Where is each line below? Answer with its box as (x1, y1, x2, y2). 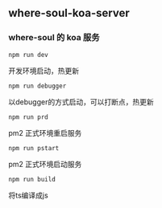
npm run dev (8, 51, 48, 59)
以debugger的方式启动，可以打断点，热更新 (8, 96, 155, 107)
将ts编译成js (8, 190, 48, 200)
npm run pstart (8, 144, 60, 152)
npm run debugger (8, 82, 67, 90)
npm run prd (8, 112, 48, 121)
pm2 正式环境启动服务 (8, 159, 82, 169)
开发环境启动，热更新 (8, 66, 79, 75)
